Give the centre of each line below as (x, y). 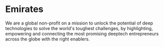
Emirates (24, 9)
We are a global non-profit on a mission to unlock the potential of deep (79, 23)
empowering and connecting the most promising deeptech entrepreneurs (82, 33)
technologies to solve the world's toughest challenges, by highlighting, (79, 28)
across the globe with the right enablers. (47, 39)
